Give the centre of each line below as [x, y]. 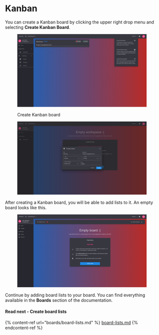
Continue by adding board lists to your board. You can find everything [75, 295]
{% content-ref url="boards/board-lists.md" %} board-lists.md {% [71, 322]
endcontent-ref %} [24, 328]
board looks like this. [26, 207]
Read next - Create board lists [36, 312]
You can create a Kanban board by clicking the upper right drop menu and [80, 22]
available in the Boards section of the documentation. [59, 300]
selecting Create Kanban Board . [38, 27]
